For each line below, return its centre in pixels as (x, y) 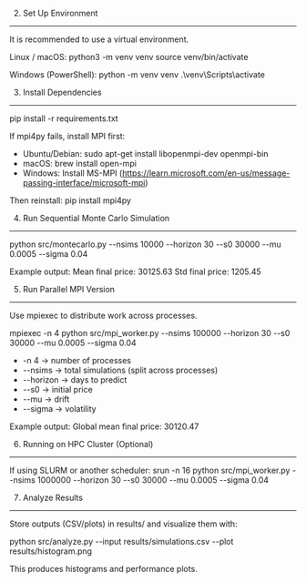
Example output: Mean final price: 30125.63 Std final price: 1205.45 (135, 271)
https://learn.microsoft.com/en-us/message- (206, 173)
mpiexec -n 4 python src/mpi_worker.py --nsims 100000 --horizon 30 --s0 (150, 333)
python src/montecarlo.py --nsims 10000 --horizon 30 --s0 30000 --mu (145, 244)
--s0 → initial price (57, 389)
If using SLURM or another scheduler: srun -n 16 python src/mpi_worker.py (150, 470)
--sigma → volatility (60, 409)
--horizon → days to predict (75, 380)
